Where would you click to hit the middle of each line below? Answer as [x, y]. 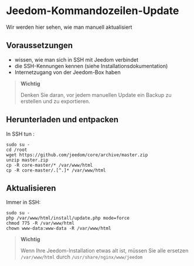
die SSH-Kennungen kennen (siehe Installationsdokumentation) [91, 66]
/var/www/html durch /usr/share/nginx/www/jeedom [81, 257]
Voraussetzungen [40, 46]
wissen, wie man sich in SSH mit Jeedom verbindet [76, 59]
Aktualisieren [31, 188]
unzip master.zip [27, 160]
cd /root [17, 150]
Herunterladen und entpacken [62, 119]
